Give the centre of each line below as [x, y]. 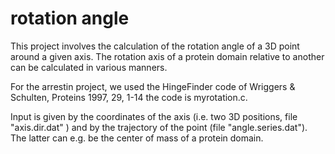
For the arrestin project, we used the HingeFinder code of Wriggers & [153, 86]
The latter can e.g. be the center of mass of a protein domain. [137, 138]
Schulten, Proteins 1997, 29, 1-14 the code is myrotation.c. [129, 97]
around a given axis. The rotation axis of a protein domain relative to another [167, 56]
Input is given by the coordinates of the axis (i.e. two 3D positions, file [154, 116]
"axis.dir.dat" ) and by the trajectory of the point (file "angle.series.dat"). [159, 127]
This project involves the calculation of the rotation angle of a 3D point [155, 46]
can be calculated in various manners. [89, 67]
